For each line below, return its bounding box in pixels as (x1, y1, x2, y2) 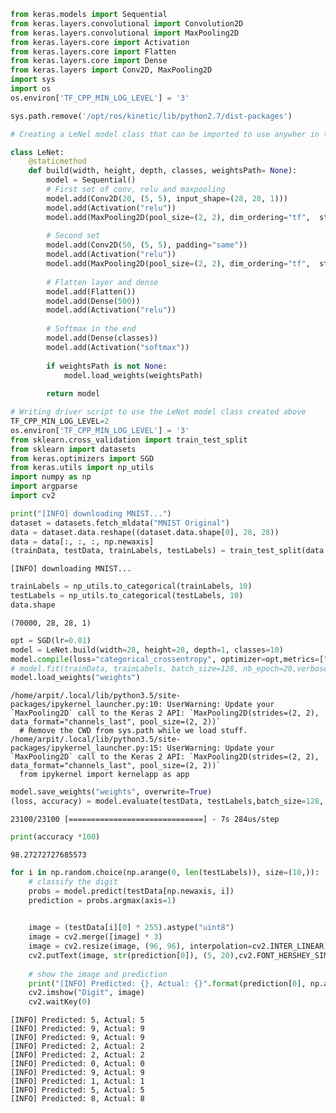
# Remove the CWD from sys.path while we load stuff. (19, 726, 248, 736)
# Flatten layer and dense (46, 277, 159, 287)
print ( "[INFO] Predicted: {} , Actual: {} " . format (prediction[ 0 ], (28, 978, 307, 989)
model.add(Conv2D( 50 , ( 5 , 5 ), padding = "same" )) (46, 240, 248, 250)
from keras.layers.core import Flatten (10, 46, 177, 57)
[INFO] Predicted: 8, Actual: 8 (10, 1094, 145, 1104)
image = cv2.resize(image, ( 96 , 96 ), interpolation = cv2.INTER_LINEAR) (28, 941, 329, 951)
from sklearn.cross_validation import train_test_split (10, 435, 248, 445)
